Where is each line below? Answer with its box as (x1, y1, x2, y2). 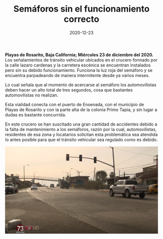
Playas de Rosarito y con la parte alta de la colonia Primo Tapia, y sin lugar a (5, 107, 158, 112)
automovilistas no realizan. (5, 92, 59, 98)
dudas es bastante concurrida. (5, 112, 66, 117)
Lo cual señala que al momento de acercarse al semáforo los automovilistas (5, 81, 157, 88)
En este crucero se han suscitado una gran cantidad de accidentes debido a (5, 121, 158, 127)
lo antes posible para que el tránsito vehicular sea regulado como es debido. (5, 137, 158, 143)
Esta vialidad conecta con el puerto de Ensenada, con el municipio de (5, 101, 144, 107)
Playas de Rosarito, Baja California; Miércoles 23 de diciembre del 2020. (5, 52, 154, 58)
